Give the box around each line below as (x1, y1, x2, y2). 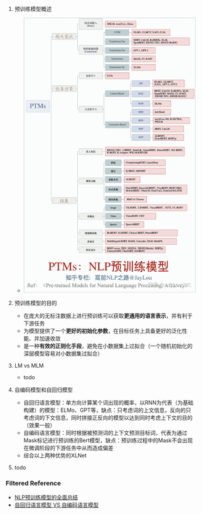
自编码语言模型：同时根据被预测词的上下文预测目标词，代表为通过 (23, 429, 188, 437)
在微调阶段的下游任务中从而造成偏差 (23, 445, 114, 452)
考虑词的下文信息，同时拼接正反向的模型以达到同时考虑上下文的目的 (23, 414, 193, 422)
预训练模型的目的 (14, 300, 57, 307)
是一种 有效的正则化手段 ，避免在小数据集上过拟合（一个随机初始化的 (23, 342, 193, 350)
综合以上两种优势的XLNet (23, 452, 87, 459)
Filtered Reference (5, 479, 62, 487)
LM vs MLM (14, 362, 44, 370)
